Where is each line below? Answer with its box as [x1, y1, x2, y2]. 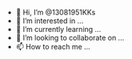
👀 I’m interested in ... [15, 16, 84, 26]
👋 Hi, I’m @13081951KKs [15, 8, 96, 17]
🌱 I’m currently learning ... [15, 25, 102, 33]
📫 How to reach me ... [15, 42, 90, 51]
